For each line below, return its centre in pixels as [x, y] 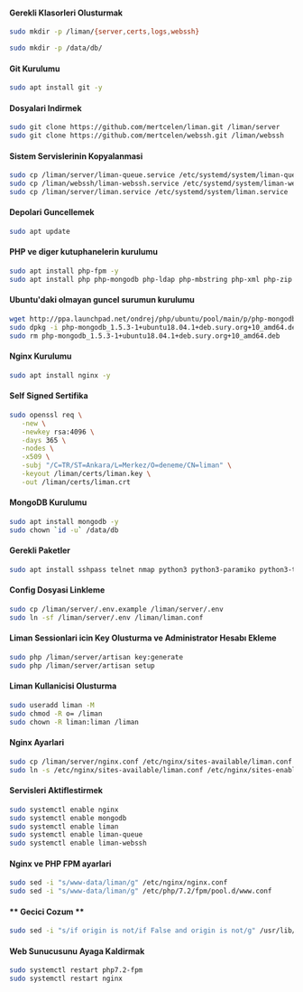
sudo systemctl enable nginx [64, 810]
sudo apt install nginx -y [60, 375]
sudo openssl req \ [46, 415]
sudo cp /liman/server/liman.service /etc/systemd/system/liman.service [149, 192]
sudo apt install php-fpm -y [64, 271]
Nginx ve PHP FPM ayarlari [60, 864]
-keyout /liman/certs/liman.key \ [86, 474]
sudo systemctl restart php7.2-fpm [76, 970]
